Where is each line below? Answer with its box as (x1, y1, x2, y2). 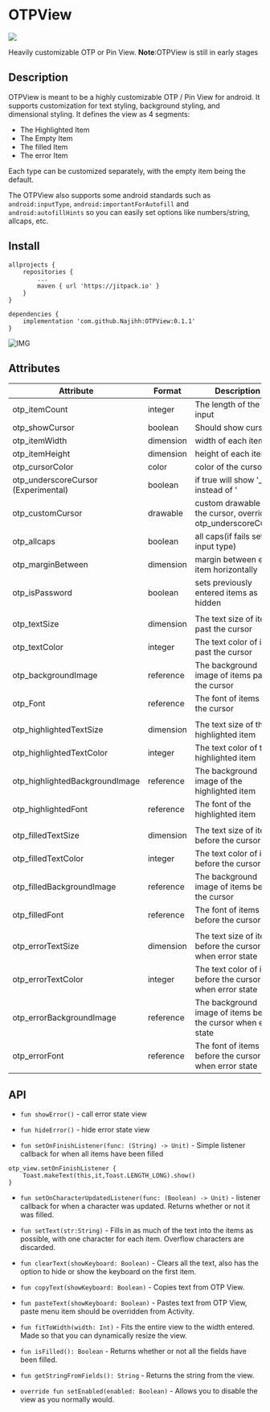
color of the (194, 462, 239, 473)
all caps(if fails (194, 531, 251, 542)
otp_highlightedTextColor (12, 747, 108, 759)
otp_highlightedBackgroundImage (12, 776, 141, 787)
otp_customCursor (12, 507, 83, 519)
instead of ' (194, 485, 238, 496)
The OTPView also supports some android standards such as (8, 190, 211, 200)
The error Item (19, 151, 68, 160)
